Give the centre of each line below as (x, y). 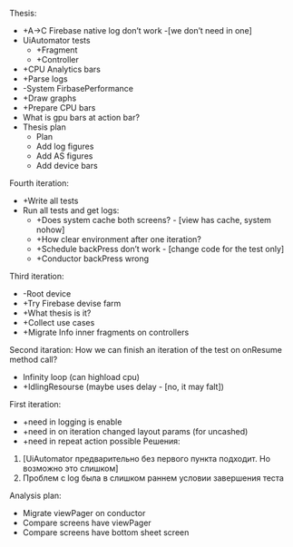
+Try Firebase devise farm (72, 303)
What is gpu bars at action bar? (81, 117)
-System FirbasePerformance (78, 88)
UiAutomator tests (56, 40)
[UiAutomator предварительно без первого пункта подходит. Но (146, 459)
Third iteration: (37, 276)
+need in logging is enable (72, 422)
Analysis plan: (35, 495)
